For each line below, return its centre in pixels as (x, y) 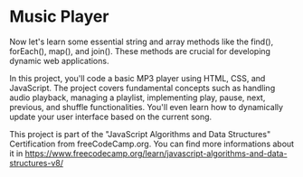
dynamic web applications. (59, 61)
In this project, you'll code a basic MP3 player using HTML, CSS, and (137, 78)
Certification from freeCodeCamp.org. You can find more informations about (152, 144)
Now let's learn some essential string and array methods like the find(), (142, 42)
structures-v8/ (36, 163)
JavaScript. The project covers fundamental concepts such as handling (142, 88)
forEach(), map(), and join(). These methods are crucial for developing (140, 51)
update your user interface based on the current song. (111, 116)
